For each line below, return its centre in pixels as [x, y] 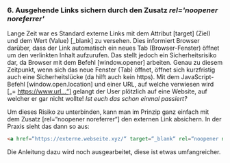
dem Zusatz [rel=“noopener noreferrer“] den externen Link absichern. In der [114, 119]
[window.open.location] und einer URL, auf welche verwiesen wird [120, 85]
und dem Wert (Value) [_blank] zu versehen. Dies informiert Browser [103, 41]
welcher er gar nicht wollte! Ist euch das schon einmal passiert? [97, 99]
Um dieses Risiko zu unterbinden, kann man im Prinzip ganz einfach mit [108, 112]
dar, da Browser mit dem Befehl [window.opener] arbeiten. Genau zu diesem [115, 63]
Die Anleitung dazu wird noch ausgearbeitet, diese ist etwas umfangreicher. [114, 152]
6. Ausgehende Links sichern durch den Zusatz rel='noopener [113, 10]
